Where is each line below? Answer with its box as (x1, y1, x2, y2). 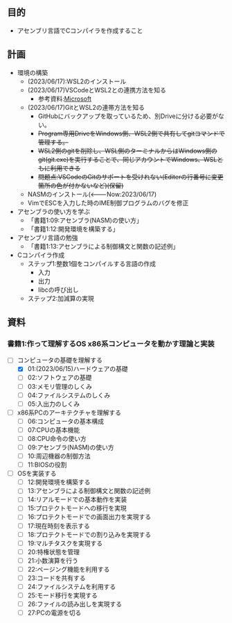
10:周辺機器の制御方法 (27, 452, 91, 460)
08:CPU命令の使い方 (27, 434, 87, 442)
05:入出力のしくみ (27, 399, 80, 408)
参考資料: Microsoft (37, 94, 91, 103)
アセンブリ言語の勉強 (17, 233, 78, 242)
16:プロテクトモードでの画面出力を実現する (27, 513, 151, 521)
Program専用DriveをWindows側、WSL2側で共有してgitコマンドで (37, 129, 225, 138)
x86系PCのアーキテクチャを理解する (17, 408, 121, 417)
